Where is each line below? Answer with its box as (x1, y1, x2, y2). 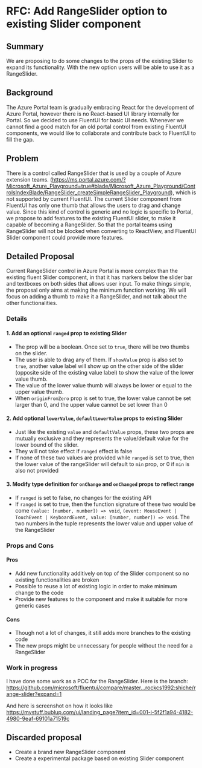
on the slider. (14, 349, 48, 356)
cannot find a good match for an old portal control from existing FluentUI (6, 123, 187, 130)
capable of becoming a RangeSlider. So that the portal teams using (6, 221, 173, 228)
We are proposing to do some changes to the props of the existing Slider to (6, 57, 193, 64)
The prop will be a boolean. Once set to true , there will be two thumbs (14, 343, 190, 350)
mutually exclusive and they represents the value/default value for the (14, 435, 189, 442)
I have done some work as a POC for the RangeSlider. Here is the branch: (6, 677, 189, 684)
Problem (6, 153, 39, 164)
